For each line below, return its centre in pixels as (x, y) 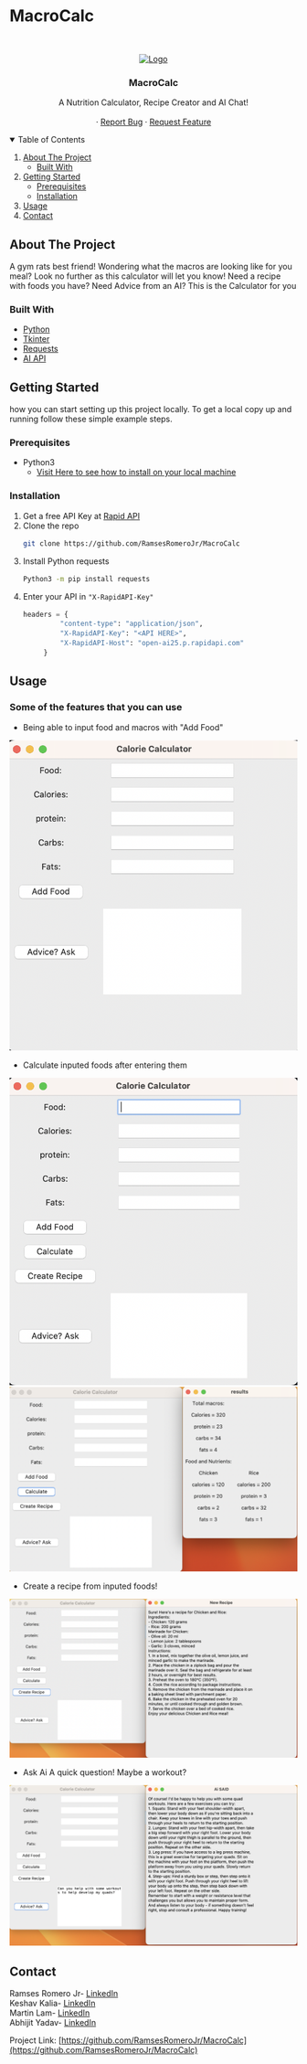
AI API (34, 358)
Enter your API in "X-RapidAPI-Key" (88, 596)
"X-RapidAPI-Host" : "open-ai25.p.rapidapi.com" (152, 644)
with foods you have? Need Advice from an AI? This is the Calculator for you (153, 286)
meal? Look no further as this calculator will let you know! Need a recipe (145, 276)
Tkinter (36, 339)
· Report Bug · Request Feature (153, 122)
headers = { (45, 614)
